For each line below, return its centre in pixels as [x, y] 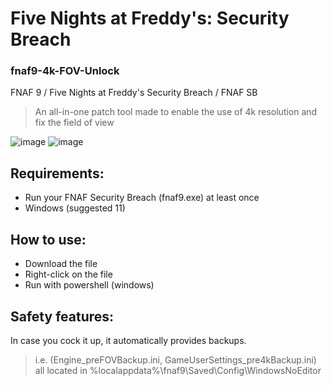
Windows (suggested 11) [75, 208]
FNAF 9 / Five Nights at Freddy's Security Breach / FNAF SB [134, 93]
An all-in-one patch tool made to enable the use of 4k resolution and [176, 112]
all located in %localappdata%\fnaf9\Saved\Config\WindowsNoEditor [178, 370]
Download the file [61, 264]
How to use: [48, 239]
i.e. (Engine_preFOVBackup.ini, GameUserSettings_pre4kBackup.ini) [175, 359]
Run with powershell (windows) [89, 285]
